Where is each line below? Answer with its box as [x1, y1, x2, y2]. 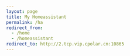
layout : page [6, 8, 38, 15]
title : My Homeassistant [6, 14, 67, 20]
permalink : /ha [6, 19, 43, 25]
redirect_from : [6, 24, 43, 31]
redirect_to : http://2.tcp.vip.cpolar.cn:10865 [6, 41, 125, 47]
